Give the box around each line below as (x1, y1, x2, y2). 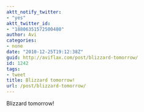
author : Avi (6, 32, 37, 38)
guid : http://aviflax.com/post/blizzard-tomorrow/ (6, 54, 138, 61)
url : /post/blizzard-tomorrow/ (6, 83, 86, 89)
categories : (6, 37, 37, 43)
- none (6, 43, 23, 50)
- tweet (6, 72, 26, 78)
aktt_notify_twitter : (6, 9, 62, 15)
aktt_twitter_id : (6, 20, 51, 26)
